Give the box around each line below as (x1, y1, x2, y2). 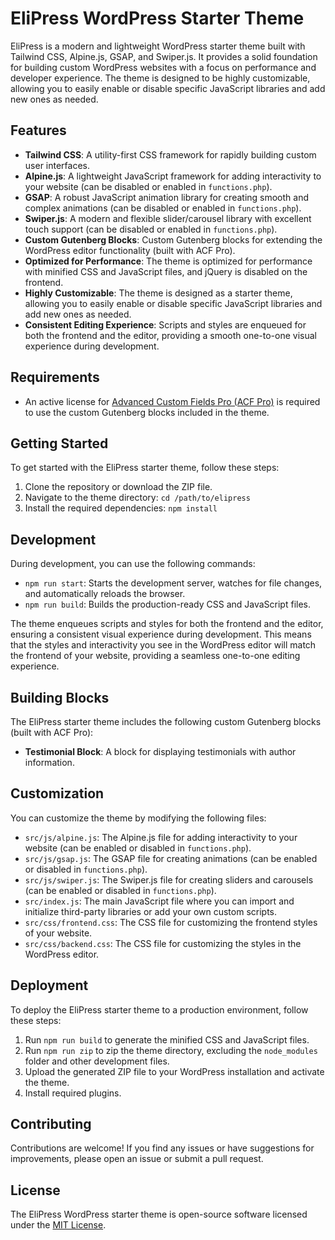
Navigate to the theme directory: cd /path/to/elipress (24, 492, 251, 504)
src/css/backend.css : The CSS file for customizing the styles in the (24, 937, 302, 949)
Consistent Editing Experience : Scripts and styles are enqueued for (24, 318, 307, 331)
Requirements (10, 369, 100, 386)
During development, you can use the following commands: (10, 558, 256, 570)
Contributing (10, 1116, 92, 1133)
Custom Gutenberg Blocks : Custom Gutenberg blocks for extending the (24, 233, 323, 246)
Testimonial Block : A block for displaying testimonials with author (24, 746, 297, 757)
